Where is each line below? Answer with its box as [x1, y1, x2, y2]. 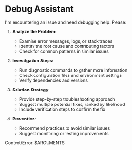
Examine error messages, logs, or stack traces [19, 38, 113, 44]
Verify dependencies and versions [19, 77, 88, 83]
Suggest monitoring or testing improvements [19, 130, 109, 136]
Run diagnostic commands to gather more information [19, 67, 128, 73]
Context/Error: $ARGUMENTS [5, 139, 65, 146]
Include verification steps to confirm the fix [19, 106, 106, 112]
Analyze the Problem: [12, 29, 57, 34]
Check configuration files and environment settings [19, 72, 122, 78]
